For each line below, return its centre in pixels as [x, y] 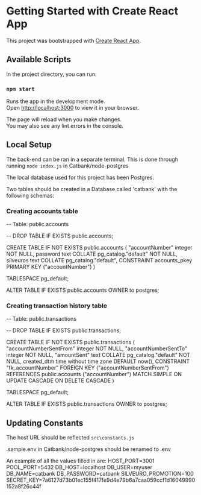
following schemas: [30, 195]
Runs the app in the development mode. [56, 101]
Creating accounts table [42, 211]
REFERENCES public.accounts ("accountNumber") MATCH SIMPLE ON [94, 374]
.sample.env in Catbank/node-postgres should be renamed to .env [89, 449]
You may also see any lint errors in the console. [65, 126]
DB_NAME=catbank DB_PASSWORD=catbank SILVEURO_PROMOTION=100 [100, 474]
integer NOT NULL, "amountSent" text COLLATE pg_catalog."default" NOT [98, 355]
